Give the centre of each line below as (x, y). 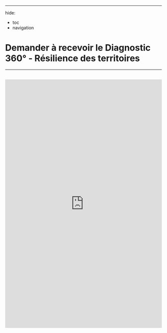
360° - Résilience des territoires (73, 58)
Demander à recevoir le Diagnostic (78, 48)
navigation (23, 28)
